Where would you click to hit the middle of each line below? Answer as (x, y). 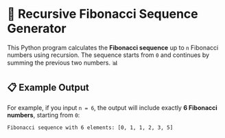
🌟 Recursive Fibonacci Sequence (103, 14)
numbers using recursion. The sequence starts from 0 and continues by (108, 55)
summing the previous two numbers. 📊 (63, 62)
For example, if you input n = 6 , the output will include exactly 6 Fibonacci (112, 107)
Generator (37, 28)
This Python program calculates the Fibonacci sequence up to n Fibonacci (113, 47)
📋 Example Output (48, 88)
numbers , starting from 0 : (44, 115)
